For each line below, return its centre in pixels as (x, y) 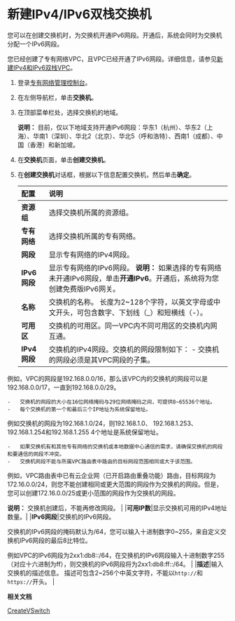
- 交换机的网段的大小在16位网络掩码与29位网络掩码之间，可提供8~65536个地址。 (111, 402)
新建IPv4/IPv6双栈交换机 (79, 14)
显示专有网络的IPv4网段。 (91, 255)
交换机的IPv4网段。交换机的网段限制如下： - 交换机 (134, 349)
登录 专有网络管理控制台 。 (54, 82)
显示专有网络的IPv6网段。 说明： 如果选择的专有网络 (135, 267)
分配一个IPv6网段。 (35, 44)
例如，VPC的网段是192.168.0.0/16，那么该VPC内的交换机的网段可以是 (108, 378)
